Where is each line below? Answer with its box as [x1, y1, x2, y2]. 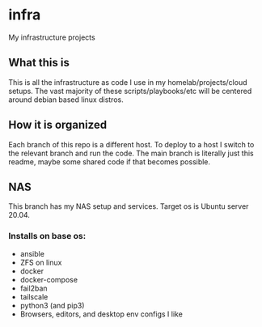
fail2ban [19, 283, 48, 293]
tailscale [19, 291, 49, 301]
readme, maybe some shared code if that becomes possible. [8, 156, 211, 167]
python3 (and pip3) [19, 300, 85, 310]
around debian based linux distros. [8, 95, 124, 104]
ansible [19, 248, 44, 258]
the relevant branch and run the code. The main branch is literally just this [8, 148, 254, 158]
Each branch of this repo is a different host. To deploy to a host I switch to [8, 139, 255, 149]
